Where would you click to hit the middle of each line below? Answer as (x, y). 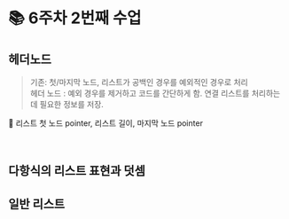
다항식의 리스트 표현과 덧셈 (77, 171)
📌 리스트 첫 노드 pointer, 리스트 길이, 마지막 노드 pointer (105, 123)
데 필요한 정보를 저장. (66, 104)
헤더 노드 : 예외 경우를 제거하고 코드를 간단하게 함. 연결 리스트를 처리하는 (155, 93)
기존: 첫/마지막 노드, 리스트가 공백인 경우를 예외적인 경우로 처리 (139, 82)
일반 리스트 (37, 203)
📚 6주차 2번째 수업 (75, 18)
